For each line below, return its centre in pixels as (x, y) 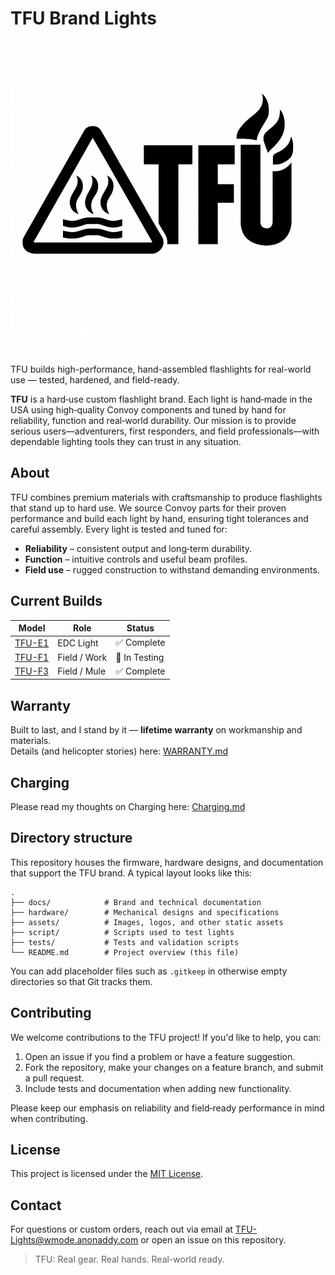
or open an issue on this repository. (213, 1240)
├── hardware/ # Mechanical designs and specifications (145, 912)
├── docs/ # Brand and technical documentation (136, 902)
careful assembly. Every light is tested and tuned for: (119, 529)
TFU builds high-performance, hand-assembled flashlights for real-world (161, 369)
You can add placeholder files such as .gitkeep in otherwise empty (149, 971)
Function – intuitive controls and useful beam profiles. (136, 559)
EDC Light (78, 643)
